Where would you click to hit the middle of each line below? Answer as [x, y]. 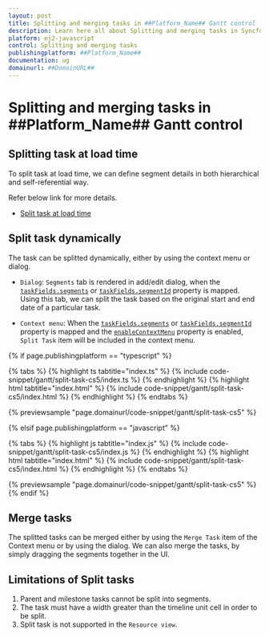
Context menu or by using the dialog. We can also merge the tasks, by [124, 546]
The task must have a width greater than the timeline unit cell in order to [139, 607]
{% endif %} [29, 493]
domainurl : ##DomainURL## [51, 68]
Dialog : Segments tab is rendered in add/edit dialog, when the [120, 282]
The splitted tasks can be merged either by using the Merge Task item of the [133, 538]
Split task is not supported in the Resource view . [98, 625]
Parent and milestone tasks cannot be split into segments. [115, 599]
